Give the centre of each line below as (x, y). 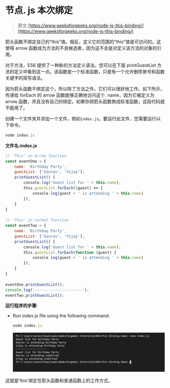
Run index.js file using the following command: (61, 316)
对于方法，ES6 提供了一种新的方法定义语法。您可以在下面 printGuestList (81, 65)
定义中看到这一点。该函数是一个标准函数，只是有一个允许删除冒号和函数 (89, 71)
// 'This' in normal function (37, 220)
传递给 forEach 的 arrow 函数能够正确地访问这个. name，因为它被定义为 (80, 95)
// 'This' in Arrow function (36, 156)
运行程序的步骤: (22, 306)
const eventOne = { (26, 161)
